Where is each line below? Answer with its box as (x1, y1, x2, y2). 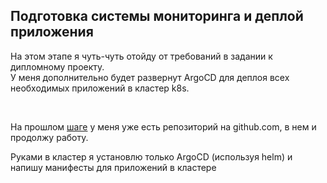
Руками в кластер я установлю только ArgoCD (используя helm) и (10, 150, 293, 163)
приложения (10, 24, 94, 41)
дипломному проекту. (10, 60, 105, 73)
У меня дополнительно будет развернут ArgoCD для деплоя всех (10, 71, 290, 83)
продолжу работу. (10, 131, 89, 143)
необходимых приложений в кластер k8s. (10, 82, 190, 94)
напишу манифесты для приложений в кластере (10, 161, 217, 173)
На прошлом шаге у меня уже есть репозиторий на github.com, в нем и (10, 120, 317, 133)
